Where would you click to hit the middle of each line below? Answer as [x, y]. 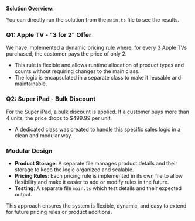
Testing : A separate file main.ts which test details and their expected [98, 188]
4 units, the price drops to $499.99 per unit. [59, 118]
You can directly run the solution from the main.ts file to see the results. [93, 20]
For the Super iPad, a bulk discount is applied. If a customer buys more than [97, 112]
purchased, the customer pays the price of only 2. [66, 54]
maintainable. [31, 84]
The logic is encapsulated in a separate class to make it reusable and [98, 78]
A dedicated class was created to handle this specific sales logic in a [97, 129]
